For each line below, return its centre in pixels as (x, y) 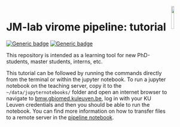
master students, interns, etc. (67, 61)
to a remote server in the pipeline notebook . (60, 117)
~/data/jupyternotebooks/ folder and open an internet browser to (87, 92)
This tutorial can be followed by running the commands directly (84, 73)
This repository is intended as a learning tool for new (71, 55)
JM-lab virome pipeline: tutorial (86, 27)
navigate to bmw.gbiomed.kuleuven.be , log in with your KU (79, 98)
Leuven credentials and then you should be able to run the (78, 104)
